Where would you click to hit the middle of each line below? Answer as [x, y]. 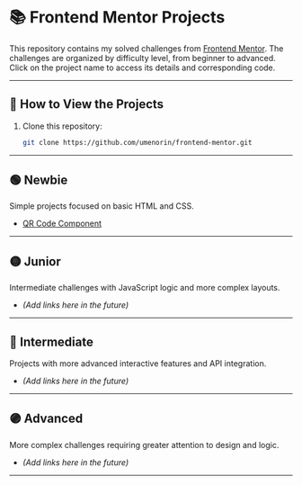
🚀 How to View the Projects [87, 104]
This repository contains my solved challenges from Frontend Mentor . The [147, 48]
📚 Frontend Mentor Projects [117, 18]
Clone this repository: [62, 126]
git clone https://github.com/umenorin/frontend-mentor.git [137, 142]
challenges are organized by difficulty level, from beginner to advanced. [142, 58]
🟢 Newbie [39, 180]
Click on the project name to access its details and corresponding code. [142, 67]
